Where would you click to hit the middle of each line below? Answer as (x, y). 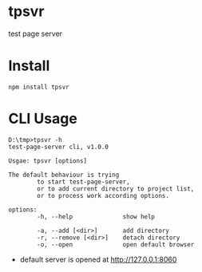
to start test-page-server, (83, 182)
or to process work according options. (103, 195)
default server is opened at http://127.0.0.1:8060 (98, 259)
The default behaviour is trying (64, 175)
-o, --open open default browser (116, 244)
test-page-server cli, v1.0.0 (59, 147)
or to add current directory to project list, (116, 189)
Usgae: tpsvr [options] (48, 161)
